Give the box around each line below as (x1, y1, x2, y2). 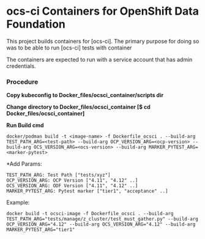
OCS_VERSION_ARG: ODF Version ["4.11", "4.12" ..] (6, 183, 138, 189)
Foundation (6, 17, 66, 31)
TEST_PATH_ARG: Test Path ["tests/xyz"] (6, 172, 111, 178)
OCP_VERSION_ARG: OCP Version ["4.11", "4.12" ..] (6, 177, 138, 184)
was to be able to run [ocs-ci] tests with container (6, 44, 132, 51)
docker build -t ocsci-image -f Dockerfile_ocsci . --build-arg (6, 211, 174, 217)
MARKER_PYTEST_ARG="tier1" (6, 227, 75, 233)
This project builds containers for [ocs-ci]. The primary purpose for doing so (6, 37, 199, 45)
